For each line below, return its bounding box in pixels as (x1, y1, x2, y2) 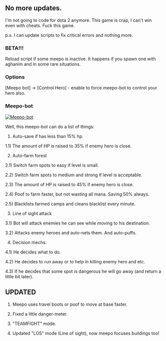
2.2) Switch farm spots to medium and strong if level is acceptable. (5, 172, 143, 178)
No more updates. (5, 4, 62, 12)
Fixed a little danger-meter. (12, 311, 68, 317)
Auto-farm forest (12, 152, 47, 158)
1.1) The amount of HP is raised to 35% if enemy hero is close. (5, 143, 132, 149)
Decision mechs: (12, 239, 47, 245)
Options (5, 74, 25, 81)
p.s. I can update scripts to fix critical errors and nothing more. (5, 32, 133, 38)
